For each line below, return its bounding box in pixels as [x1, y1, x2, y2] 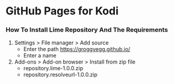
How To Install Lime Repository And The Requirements [5, 26, 169, 34]
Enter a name [23, 52, 57, 59]
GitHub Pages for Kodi [5, 4, 119, 18]
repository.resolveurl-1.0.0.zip [23, 71, 98, 79]
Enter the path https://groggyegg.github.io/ [23, 46, 131, 53]
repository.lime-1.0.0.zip [23, 65, 84, 72]
